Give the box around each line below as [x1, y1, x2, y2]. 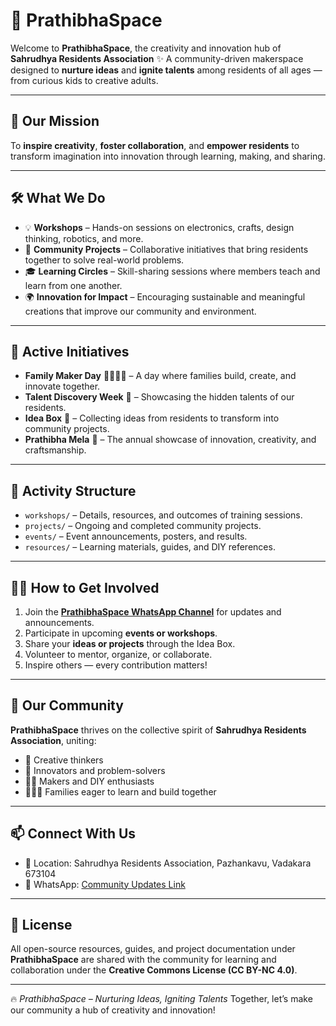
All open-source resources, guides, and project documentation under [10, 943, 296, 955]
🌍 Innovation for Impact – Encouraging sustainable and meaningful [24, 290, 306, 303]
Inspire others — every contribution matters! [24, 659, 208, 671]
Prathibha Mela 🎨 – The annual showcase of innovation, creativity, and [24, 434, 317, 446]
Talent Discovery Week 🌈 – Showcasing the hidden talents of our [24, 391, 295, 403]
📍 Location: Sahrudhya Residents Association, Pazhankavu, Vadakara [24, 857, 312, 869]
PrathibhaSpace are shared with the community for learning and [10, 954, 277, 966]
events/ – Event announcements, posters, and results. [24, 530, 248, 543]
